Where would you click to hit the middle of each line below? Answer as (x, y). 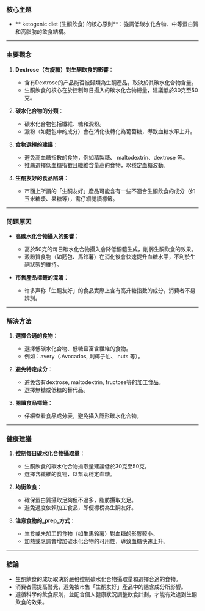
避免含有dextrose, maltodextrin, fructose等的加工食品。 (94, 382)
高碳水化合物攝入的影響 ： (47, 236)
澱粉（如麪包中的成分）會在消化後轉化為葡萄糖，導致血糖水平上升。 (110, 131)
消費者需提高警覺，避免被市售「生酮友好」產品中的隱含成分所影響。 (101, 587)
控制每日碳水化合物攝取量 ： (50, 453)
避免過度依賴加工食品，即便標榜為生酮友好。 (81, 508)
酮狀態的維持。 (43, 264)
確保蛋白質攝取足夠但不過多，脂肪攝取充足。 (81, 500)
